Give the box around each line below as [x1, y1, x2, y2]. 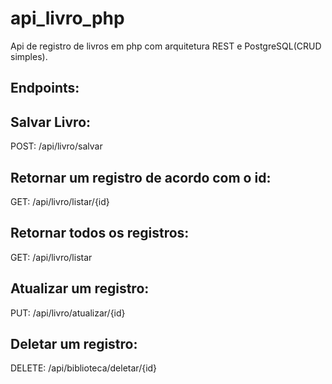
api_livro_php [10, 7, 125, 30]
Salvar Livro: [10, 113, 92, 131]
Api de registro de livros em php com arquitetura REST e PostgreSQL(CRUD [10, 40, 322, 52]
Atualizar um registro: [10, 280, 150, 297]
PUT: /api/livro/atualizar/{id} [10, 307, 126, 319]
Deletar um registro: [10, 335, 138, 352]
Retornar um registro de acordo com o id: [10, 169, 272, 186]
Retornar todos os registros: [10, 225, 190, 242]
